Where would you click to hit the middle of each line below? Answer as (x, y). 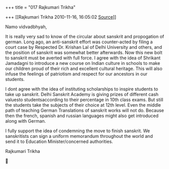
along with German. (26, 121)
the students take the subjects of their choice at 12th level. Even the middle (83, 105)
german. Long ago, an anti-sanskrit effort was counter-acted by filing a (79, 42)
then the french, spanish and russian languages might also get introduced (82, 116)
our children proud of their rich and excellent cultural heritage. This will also (84, 68)
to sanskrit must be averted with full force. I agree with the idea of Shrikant (83, 58)
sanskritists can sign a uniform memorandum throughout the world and (79, 136)
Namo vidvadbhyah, (26, 27)
